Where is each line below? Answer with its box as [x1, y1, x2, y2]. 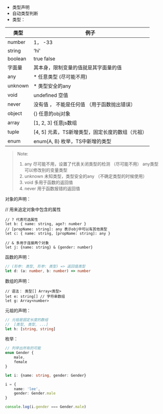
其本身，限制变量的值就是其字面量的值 [33, 64, 122, 71]
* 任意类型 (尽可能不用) [33, 73, 88, 80]
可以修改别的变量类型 [24, 167, 68, 173]
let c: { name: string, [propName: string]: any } [5, 231, 111, 236]
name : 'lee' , [14, 386, 41, 391]
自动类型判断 [12, 10, 38, 16]
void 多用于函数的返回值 [24, 179, 73, 185]
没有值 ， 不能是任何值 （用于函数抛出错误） [33, 101, 136, 108]
